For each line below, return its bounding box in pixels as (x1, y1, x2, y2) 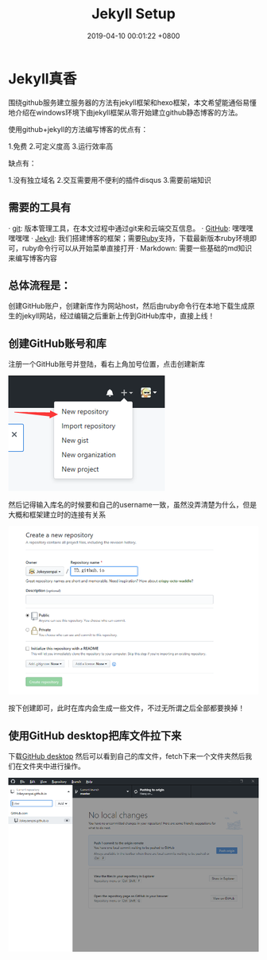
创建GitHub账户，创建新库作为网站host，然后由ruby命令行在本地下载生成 (8, 301, 249, 311)
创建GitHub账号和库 (8, 336, 107, 350)
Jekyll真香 (8, 69, 77, 87)
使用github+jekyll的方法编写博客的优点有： (8, 124, 149, 134)
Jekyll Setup (91, 5, 176, 23)
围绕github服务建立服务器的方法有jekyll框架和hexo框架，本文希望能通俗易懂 (8, 97, 257, 107)
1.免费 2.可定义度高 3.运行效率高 (8, 141, 114, 151)
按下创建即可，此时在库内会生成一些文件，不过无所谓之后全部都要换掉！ (8, 703, 245, 713)
